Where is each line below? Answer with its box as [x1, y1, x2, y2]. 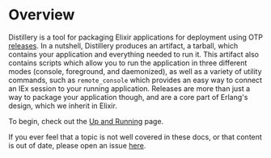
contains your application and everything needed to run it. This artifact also [8, 49, 259, 59]
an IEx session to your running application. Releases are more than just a [8, 83, 251, 94]
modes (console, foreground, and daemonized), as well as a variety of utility [8, 66, 262, 76]
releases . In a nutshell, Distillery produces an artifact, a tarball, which [8, 40, 239, 50]
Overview [8, 6, 75, 24]
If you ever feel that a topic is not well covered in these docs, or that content [8, 131, 263, 142]
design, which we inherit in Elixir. [8, 101, 117, 110]
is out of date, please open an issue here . [8, 140, 146, 150]
